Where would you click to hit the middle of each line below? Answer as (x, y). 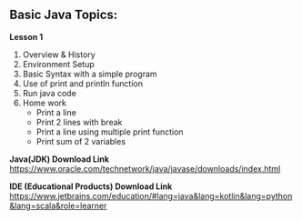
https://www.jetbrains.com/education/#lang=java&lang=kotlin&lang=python (151, 195)
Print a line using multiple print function (110, 132)
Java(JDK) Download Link (60, 159)
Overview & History (59, 55)
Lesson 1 (26, 36)
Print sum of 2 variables (81, 141)
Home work (44, 103)
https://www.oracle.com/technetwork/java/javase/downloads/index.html (145, 168)
